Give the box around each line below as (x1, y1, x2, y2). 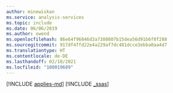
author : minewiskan (6, 8, 55, 15)
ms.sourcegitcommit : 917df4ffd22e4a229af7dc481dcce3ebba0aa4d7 (6, 42, 168, 48)
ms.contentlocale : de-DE (6, 53, 68, 59)
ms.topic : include (6, 20, 52, 26)
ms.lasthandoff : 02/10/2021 (6, 58, 77, 64)
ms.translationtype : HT (6, 48, 66, 54)
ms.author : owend (6, 31, 50, 37)
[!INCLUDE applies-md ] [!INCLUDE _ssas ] (6, 80, 110, 88)
